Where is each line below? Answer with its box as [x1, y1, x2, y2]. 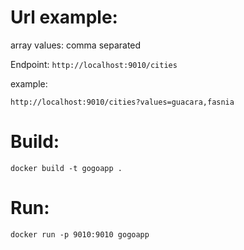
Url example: [10, 6, 118, 29]
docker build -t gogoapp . [10, 163, 123, 173]
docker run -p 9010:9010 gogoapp [10, 229, 150, 240]
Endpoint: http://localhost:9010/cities [10, 58, 178, 70]
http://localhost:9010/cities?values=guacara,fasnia [10, 97, 235, 107]
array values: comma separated [10, 39, 142, 51]
